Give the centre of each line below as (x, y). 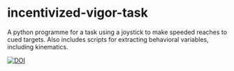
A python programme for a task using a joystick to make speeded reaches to (117, 32)
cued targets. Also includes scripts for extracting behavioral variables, (108, 39)
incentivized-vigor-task (78, 13)
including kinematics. (38, 47)
